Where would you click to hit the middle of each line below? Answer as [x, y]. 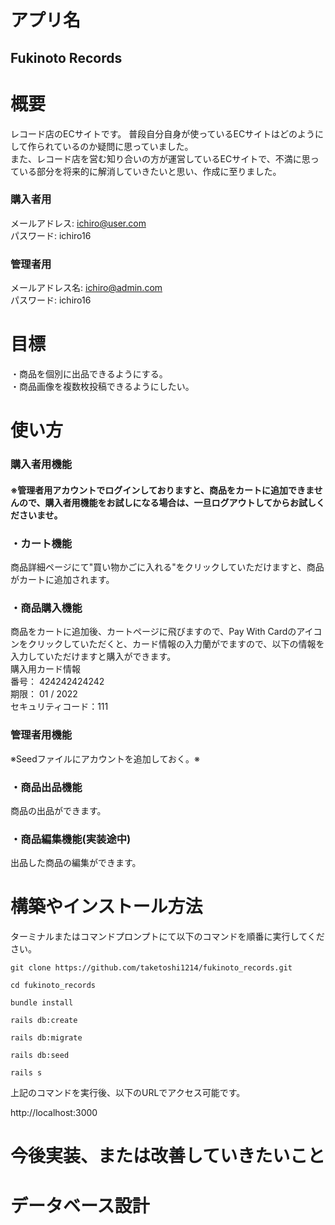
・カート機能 [41, 543]
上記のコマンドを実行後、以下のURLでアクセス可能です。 [128, 1093]
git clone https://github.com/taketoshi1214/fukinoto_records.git [151, 968]
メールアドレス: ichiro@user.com [78, 223]
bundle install [42, 1003]
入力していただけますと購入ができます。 [93, 657]
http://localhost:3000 [54, 1113]
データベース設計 [80, 1205]
